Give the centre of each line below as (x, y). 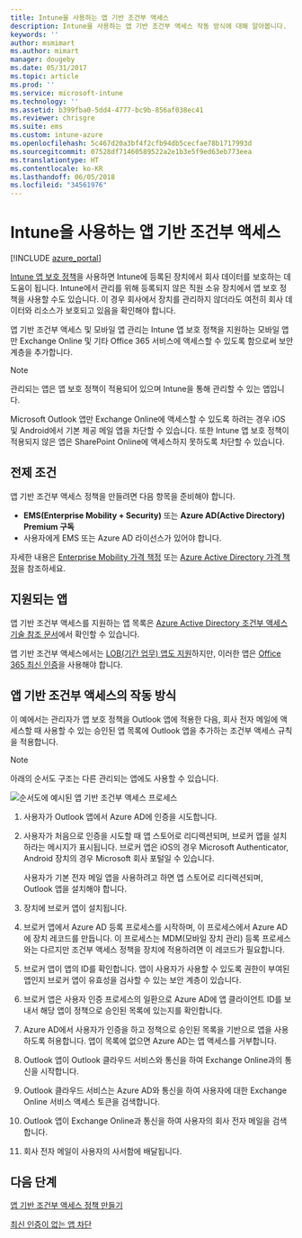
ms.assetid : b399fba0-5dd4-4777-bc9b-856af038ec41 (107, 110)
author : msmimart (43, 43)
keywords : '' (35, 34)
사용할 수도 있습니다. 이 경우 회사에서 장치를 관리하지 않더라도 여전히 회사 (155, 299)
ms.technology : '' (44, 101)
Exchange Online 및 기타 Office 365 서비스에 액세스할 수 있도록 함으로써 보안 (156, 341)
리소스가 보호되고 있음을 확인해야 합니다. (105, 311)
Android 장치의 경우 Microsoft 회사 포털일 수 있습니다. (119, 858)
